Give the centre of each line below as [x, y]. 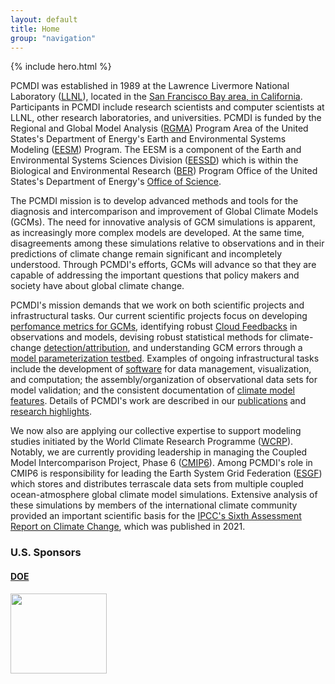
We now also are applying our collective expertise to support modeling [156, 431]
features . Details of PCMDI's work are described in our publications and [158, 401]
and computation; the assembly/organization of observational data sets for [164, 380]
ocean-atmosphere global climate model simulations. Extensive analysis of [164, 495]
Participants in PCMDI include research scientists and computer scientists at [167, 107]
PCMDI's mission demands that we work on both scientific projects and [157, 305]
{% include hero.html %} [61, 67]
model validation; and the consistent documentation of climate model [152, 390]
